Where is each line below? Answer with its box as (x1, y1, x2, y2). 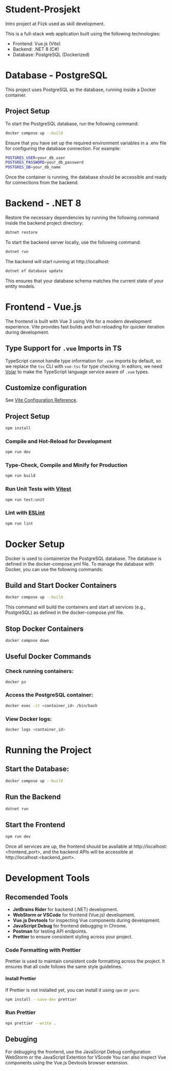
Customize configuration (5, 383, 87, 392)
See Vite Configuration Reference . (5, 397, 78, 403)
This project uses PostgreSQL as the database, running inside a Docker (5, 86, 157, 93)
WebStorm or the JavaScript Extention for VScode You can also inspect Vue (5, 1054, 166, 1060)
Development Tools (5, 873, 90, 884)
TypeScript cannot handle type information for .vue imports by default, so (5, 357, 161, 364)
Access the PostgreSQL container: (5, 692, 93, 699)
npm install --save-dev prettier (5, 996, 77, 1002)
